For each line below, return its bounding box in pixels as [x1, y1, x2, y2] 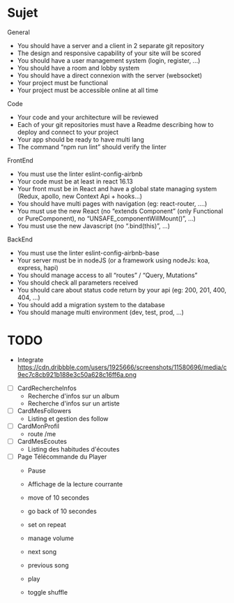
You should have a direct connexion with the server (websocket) [17, 71, 203, 80]
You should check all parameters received [17, 278, 139, 287]
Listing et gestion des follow [27, 415, 109, 423]
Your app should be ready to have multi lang [17, 135, 145, 144]
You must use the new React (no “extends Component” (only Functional [17, 207, 224, 215]
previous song [27, 561, 69, 569]
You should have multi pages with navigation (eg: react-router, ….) [17, 199, 208, 207]
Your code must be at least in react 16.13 [17, 177, 134, 186]
